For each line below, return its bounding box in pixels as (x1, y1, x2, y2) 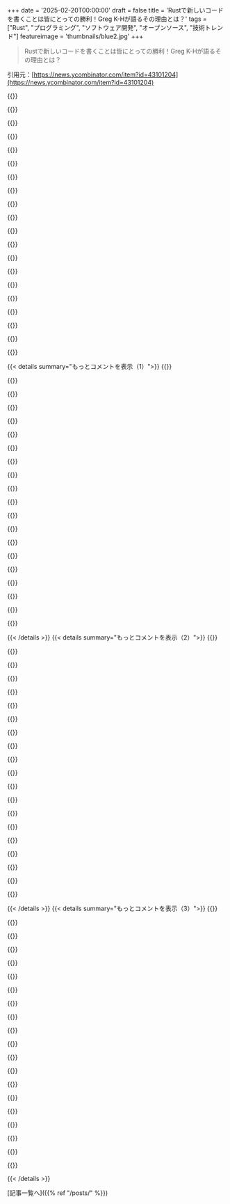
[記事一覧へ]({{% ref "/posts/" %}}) (7, 1189, 108, 1197)
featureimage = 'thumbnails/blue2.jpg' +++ (19, 32, 144, 40)
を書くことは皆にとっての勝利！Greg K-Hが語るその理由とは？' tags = (7, 15, 207, 23)
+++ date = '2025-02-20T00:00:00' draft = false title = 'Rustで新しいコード (7, 6, 224, 14)
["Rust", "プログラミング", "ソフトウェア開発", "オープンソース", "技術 (7, 24, 205, 31)
